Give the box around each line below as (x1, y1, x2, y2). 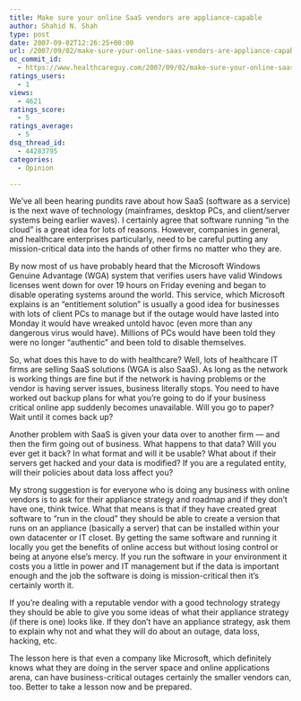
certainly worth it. (9, 580, 74, 591)
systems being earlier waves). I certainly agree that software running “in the (9, 215, 289, 225)
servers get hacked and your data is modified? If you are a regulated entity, (9, 458, 287, 469)
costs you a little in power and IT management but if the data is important (9, 561, 279, 572)
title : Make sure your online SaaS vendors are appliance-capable (9, 13, 262, 22)
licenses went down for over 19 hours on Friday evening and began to (9, 280, 267, 291)
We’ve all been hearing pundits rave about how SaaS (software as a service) (9, 196, 291, 206)
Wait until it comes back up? (9, 412, 114, 423)
